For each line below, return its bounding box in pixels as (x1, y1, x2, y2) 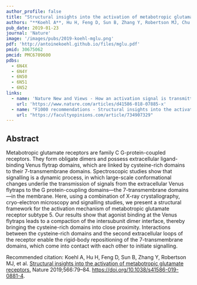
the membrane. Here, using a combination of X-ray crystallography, (16, 193, 180, 200)
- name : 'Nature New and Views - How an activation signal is (11, 95, 167, 101)
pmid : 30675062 (6, 47, 43, 53)
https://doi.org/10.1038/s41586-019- (91, 266, 179, 273)
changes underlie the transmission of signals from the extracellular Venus (6, 180, 184, 187)
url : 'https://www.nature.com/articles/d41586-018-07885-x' (16, 101, 167, 107)
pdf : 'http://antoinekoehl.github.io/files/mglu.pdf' (6, 42, 141, 47)
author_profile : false (6, 8, 62, 15)
